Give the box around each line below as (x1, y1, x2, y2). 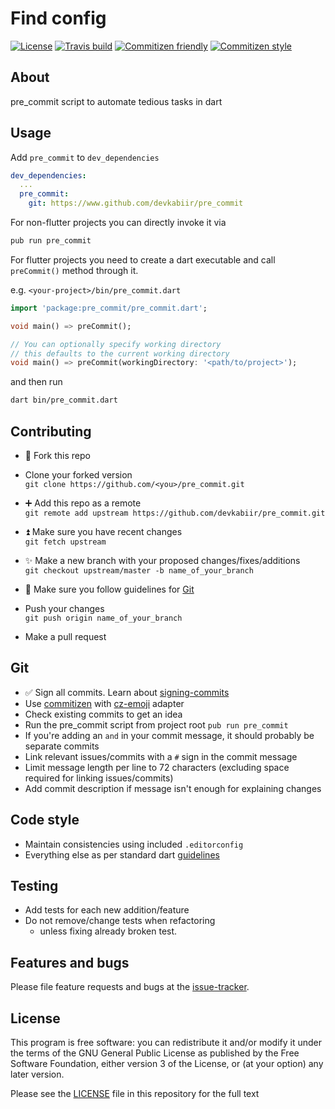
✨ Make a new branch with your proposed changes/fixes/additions (24, 555, 301, 566)
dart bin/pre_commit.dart (10, 395, 118, 406)
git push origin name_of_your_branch (24, 613, 183, 623)
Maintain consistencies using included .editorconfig (24, 838, 244, 850)
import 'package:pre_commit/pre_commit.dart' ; (10, 303, 208, 313)
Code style (10, 812, 80, 829)
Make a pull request (24, 631, 107, 642)
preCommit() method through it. (10, 264, 139, 276)
